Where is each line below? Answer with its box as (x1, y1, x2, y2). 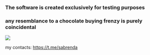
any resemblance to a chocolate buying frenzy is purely (5, 17, 143, 24)
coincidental (5, 23, 36, 30)
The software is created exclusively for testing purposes (5, 4, 145, 11)
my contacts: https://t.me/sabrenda (5, 44, 78, 50)
